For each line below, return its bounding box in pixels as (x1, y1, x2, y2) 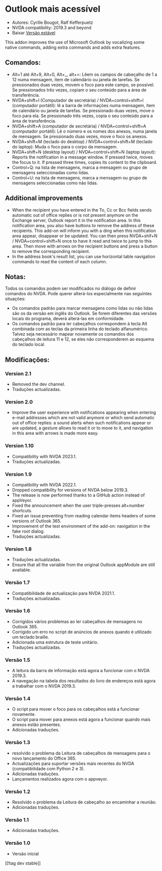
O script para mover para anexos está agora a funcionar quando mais (12, 716, 151, 723)
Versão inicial (12, 851, 39, 856)
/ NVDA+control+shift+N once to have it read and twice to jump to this (12, 238, 152, 244)
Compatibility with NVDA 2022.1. (12, 481, 77, 487)
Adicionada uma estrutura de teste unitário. (12, 639, 99, 645)
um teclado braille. (12, 634, 49, 640)
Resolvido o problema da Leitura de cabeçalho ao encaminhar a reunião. (12, 799, 157, 805)
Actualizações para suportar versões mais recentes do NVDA (12, 760, 134, 766)
